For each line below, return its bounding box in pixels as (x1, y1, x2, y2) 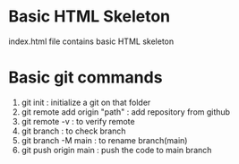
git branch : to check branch (21, 125, 126, 136)
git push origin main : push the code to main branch (21, 144, 212, 155)
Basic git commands (8, 67, 163, 88)
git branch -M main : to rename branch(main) (21, 134, 188, 145)
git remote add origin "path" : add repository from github (21, 106, 230, 117)
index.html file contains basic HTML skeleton (8, 36, 175, 47)
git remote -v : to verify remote (21, 116, 135, 126)
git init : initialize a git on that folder (21, 97, 151, 108)
